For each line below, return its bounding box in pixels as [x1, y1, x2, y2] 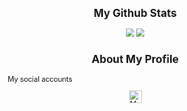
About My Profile [91, 53, 179, 66]
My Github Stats [93, 6, 177, 20]
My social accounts [7, 74, 73, 83]
